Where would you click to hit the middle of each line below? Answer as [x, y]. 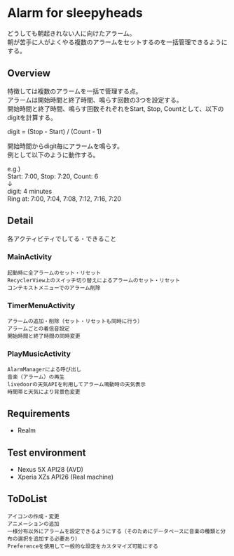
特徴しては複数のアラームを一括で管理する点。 [75, 91]
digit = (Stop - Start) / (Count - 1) [55, 131]
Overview [29, 73]
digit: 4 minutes [30, 191]
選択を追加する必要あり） [49, 538]
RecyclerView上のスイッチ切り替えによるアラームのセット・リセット [94, 280]
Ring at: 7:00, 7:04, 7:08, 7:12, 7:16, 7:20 [64, 199]
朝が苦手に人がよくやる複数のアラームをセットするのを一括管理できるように [117, 42]
